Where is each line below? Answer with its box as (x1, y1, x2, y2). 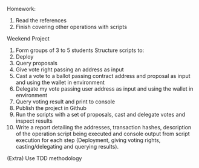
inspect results (15, 117, 53, 124)
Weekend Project (7, 35, 50, 42)
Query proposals (15, 60, 58, 66)
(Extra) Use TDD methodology (7, 155, 82, 162)
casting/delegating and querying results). (15, 143, 119, 150)
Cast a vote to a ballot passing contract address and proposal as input (15, 73, 191, 79)
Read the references (15, 17, 67, 24)
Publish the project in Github (15, 105, 87, 111)
